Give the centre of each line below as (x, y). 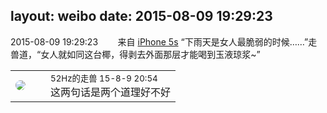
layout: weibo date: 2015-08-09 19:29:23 (141, 16)
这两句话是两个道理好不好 (111, 92)
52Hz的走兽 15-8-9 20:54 (104, 78)
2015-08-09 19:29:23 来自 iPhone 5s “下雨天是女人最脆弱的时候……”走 (164, 41)
